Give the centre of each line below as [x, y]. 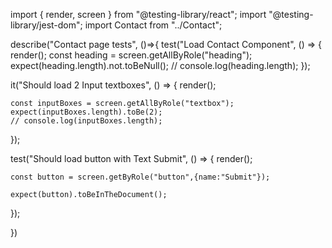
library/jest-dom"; [46, 25]
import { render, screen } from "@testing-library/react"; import [138, 14]
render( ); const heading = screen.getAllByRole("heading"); [131, 55]
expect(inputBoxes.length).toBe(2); [86, 112]
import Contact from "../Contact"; [153, 25]
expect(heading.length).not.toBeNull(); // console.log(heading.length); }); [160, 65]
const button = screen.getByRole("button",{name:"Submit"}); [140, 177]
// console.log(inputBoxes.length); [86, 121]
